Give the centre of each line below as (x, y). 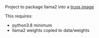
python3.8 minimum (32, 25)
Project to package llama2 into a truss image (49, 7)
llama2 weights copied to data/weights (51, 30)
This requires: (19, 16)
